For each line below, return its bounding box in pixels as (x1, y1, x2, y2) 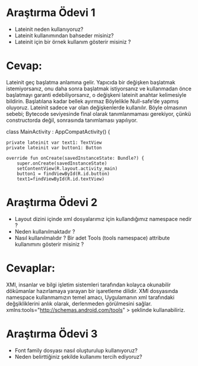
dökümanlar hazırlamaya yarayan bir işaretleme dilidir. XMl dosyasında (6, 287, 178, 294)
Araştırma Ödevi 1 (6, 6, 96, 20)
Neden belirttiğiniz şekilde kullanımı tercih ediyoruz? (14, 353, 142, 360)
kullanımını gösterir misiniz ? (14, 241, 84, 248)
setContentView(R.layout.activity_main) (17, 165, 118, 172)
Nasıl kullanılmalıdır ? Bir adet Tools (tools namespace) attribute (14, 234, 170, 241)
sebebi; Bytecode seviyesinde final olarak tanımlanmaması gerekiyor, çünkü (6, 110, 191, 117)
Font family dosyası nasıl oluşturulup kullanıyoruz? (14, 346, 138, 354)
